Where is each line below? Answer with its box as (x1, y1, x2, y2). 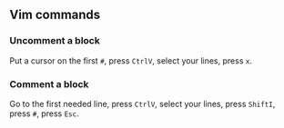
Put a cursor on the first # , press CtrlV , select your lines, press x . (9, 54, 253, 66)
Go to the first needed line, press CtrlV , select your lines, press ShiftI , (9, 98, 276, 109)
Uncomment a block (9, 34, 100, 47)
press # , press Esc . (9, 108, 79, 119)
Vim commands (9, 7, 101, 23)
